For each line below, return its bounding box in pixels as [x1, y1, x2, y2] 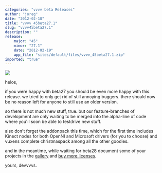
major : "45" [14, 39, 38, 44]
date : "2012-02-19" [14, 48, 54, 52]
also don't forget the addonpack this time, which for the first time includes [5, 128, 154, 134]
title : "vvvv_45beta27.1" [5, 20, 57, 26]
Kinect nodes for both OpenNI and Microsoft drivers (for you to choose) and [5, 133, 158, 139]
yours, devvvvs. [5, 162, 37, 168]
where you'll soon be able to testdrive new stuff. [5, 119, 102, 124]
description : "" [5, 30, 38, 35]
